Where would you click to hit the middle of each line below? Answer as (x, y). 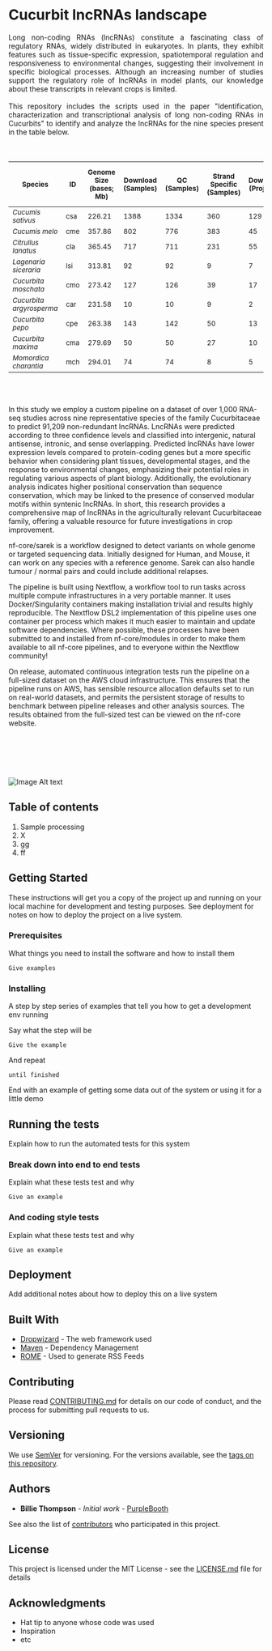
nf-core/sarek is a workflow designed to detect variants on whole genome (132, 545)
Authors (30, 1489)
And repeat (27, 1060)
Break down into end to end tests (74, 1164)
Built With (34, 1319)
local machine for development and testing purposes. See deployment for (131, 906)
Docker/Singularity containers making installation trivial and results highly (131, 604)
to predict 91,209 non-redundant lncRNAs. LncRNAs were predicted (121, 426)
